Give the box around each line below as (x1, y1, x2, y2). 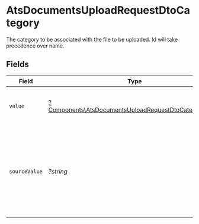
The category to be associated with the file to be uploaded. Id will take (6, 36, 178, 43)
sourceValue (9, 168, 43, 175)
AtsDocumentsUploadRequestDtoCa (6, 4, 191, 17)
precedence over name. (6, 42, 65, 49)
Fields (6, 59, 30, 70)
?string (48, 167, 68, 175)
